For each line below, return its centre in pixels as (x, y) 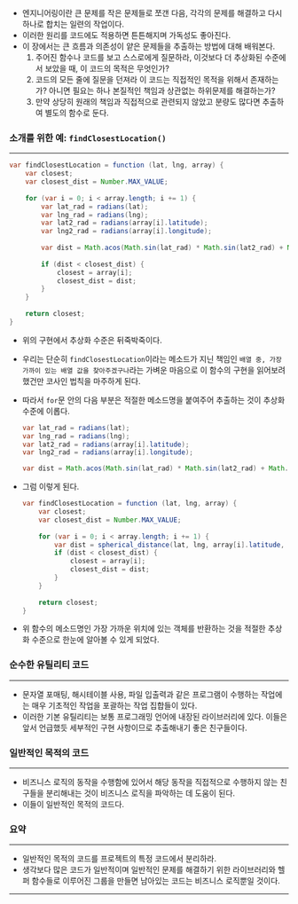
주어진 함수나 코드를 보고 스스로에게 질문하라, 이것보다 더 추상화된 (149, 57)
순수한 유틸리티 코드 (49, 665)
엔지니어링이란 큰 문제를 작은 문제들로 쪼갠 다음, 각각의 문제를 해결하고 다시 (152, 13)
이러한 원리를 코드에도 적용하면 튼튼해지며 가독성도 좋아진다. (126, 35)
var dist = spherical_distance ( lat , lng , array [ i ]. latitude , (170, 545)
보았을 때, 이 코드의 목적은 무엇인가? (107, 68)
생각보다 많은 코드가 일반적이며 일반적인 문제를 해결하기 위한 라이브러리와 (149, 870)
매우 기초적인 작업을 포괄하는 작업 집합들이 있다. (114, 705)
